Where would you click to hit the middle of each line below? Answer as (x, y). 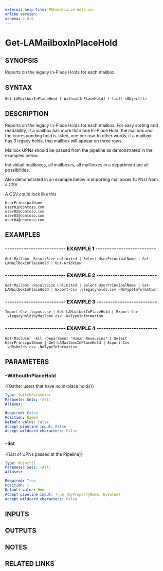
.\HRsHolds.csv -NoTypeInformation (41, 347)
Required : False (21, 413)
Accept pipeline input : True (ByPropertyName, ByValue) (63, 494)
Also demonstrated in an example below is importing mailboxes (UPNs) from (81, 179)
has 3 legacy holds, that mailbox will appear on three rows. (64, 141)
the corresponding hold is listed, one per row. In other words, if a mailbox (78, 136)
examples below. (22, 155)
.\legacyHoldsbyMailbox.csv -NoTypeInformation (54, 316)
